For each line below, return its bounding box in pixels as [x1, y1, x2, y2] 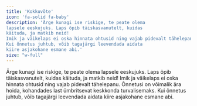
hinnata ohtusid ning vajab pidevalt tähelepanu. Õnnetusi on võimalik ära [6, 80, 182, 88]
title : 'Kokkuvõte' [6, 8, 54, 15]
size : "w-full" [6, 52, 43, 58]
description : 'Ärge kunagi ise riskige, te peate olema [6, 19, 145, 25]
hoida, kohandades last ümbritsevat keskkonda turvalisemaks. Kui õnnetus [6, 87, 186, 94]
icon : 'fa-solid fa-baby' [6, 14, 69, 20]
